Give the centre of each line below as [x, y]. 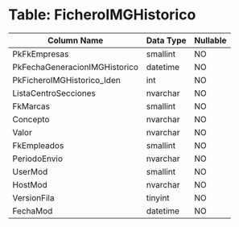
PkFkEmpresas [41, 54]
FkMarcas [31, 106]
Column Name [75, 40]
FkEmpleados [38, 145]
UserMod [30, 171]
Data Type [166, 40]
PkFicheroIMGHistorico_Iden [66, 80]
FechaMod [33, 211]
